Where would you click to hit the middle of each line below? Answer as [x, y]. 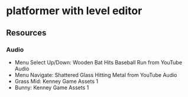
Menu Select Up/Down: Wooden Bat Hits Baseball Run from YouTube [98, 62]
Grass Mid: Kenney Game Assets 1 [56, 81]
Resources [26, 33]
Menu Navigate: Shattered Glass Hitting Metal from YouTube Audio [96, 75]
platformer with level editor [74, 11]
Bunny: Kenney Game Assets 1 [52, 88]
